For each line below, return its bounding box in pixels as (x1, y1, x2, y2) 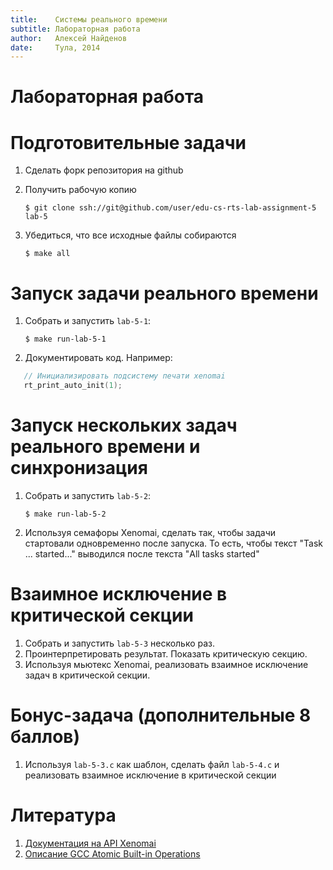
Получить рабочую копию (24, 184, 137, 196)
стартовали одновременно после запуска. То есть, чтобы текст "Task (24, 537, 324, 549)
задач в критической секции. (24, 669, 151, 681)
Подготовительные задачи (10, 131, 247, 154)
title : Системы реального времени (10, 14, 168, 25)
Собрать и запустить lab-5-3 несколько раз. (24, 637, 216, 649)
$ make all (24, 249, 71, 259)
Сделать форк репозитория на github (24, 164, 184, 176)
